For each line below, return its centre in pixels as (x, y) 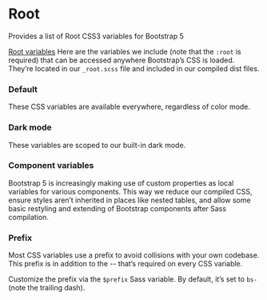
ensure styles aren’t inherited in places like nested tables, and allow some (130, 200)
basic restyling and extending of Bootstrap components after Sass (117, 208)
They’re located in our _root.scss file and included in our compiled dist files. (134, 68)
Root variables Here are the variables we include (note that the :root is (125, 51)
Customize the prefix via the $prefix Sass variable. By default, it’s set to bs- (133, 279)
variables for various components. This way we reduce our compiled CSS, (130, 191)
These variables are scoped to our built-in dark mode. (97, 145)
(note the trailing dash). (47, 288)
